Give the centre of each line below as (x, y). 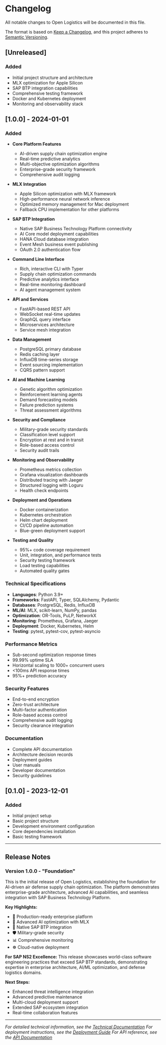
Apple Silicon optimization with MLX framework (68, 194)
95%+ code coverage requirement (55, 550)
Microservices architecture (47, 325)
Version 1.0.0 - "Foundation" (40, 871)
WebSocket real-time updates (50, 314)
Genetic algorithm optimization (51, 389)
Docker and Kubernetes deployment (49, 98)
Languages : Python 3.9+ (38, 594)
